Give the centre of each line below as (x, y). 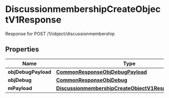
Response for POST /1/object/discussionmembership (60, 33)
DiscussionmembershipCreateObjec (83, 9)
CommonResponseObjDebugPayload (102, 72)
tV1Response (33, 20)
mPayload (20, 88)
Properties (22, 49)
